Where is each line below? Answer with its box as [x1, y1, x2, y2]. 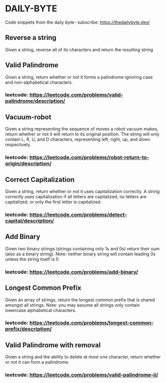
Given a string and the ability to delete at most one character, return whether [5, 354, 161, 360]
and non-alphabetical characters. [5, 79, 73, 85]
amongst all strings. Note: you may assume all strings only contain [5, 302, 140, 308]
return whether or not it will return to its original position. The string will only [5, 131, 160, 137]
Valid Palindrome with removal [5, 341, 101, 349]
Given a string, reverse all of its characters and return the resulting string [5, 46, 153, 52]
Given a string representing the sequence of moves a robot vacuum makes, [5, 126, 159, 132]
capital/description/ [5, 217, 54, 224]
